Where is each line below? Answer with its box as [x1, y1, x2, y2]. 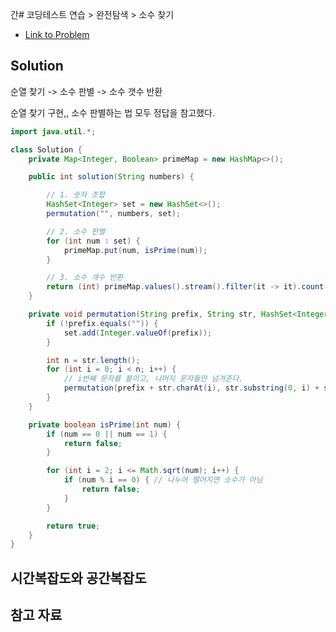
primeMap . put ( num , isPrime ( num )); [63, 245, 208, 255]
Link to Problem [24, 29, 90, 40]
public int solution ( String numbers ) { [28, 172, 195, 182]
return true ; [46, 521, 101, 531]
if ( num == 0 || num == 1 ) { [46, 429, 168, 439]
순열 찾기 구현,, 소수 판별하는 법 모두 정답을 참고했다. [10, 106, 215, 118]
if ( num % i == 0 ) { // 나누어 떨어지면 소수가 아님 [63, 475, 263, 485]
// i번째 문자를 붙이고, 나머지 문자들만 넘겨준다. [63, 374, 244, 384]
